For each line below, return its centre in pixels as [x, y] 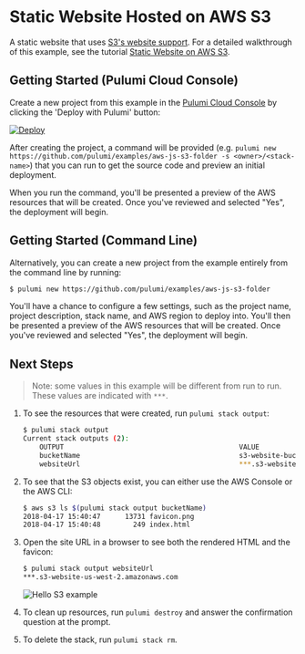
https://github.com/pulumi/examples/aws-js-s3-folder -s [120, 156]
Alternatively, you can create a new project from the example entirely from [149, 263]
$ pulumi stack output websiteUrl [88, 569]
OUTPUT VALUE [150, 447]
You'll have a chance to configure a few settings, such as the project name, [150, 306]
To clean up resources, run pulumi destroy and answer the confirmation [158, 612]
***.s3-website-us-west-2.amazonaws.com [100, 577]
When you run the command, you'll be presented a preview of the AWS [142, 192]
